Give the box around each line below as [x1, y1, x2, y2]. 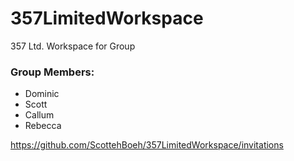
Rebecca [24, 120, 62, 132]
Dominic [24, 88, 60, 100]
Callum [24, 109, 55, 121]
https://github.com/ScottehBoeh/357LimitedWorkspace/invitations [10, 139, 284, 151]
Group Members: [10, 65, 95, 79]
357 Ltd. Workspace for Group [10, 40, 136, 52]
